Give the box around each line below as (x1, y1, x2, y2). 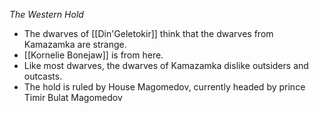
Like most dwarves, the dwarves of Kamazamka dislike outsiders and (23, 60, 309, 71)
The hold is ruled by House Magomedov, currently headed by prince (23, 81, 306, 93)
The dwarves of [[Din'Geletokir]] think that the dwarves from (23, 28, 274, 39)
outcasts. (23, 70, 63, 82)
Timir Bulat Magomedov (23, 92, 123, 103)
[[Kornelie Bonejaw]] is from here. (23, 49, 164, 61)
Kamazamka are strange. (23, 39, 127, 50)
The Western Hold (9, 9, 84, 20)
